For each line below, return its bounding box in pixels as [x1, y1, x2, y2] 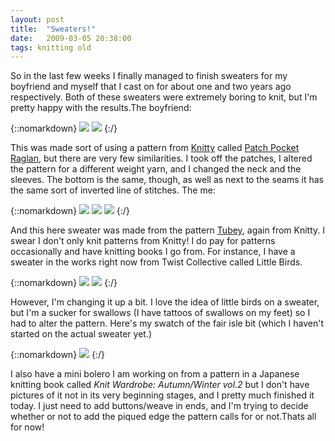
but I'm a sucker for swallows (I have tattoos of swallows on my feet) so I [10, 307, 311, 319]
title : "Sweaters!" [10, 24, 97, 34]
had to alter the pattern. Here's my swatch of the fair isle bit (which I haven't [10, 317, 324, 330]
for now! [10, 421, 45, 433]
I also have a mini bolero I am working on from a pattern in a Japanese [10, 368, 300, 380]
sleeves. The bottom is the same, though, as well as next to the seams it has [10, 174, 324, 186]
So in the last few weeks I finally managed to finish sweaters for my [10, 70, 288, 82]
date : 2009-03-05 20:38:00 [10, 33, 132, 43]
